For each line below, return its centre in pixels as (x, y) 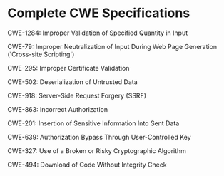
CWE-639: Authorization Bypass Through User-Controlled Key (99, 137)
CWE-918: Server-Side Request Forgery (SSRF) (77, 95)
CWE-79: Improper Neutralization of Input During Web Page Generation (112, 46)
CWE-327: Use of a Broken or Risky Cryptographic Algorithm (97, 150)
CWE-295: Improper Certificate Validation (68, 68)
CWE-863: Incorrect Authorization (58, 109)
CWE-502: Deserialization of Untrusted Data (72, 82)
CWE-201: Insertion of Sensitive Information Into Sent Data (93, 123)
